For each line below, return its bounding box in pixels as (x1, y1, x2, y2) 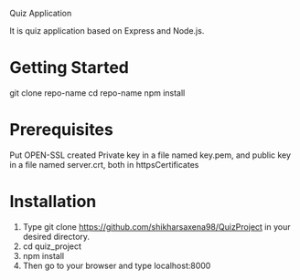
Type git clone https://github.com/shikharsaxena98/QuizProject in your (22, 221, 291, 232)
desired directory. (22, 231, 90, 242)
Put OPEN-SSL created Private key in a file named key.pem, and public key (9, 150, 291, 161)
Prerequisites (9, 119, 114, 140)
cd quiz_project (22, 241, 82, 252)
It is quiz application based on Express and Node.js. (9, 26, 205, 36)
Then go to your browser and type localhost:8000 (22, 260, 211, 271)
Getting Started (9, 57, 130, 78)
